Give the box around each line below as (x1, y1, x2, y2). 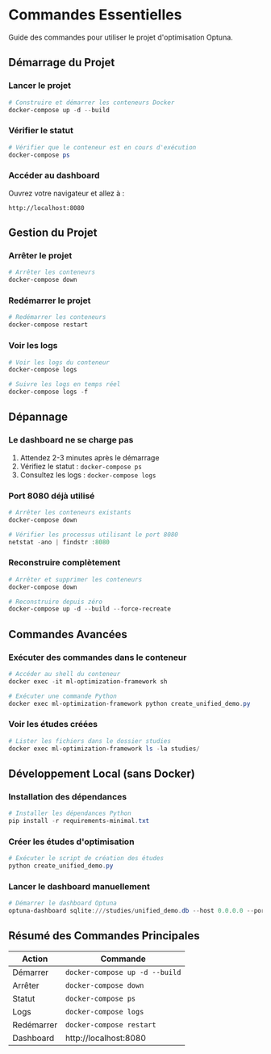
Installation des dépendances (8, 791, 127, 802)
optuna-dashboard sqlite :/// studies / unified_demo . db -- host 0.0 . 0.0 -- (8, 907, 254, 915)
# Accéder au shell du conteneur (8, 670, 121, 678)
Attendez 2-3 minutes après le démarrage (19, 452, 160, 462)
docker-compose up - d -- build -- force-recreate (8, 605, 172, 613)
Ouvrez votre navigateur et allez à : (8, 188, 125, 198)
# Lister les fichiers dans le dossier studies (8, 737, 172, 745)
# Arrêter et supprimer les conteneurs (8, 575, 143, 583)
